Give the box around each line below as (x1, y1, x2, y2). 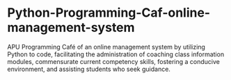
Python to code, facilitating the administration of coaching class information (7, 50, 225, 58)
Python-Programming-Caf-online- (7, 5, 211, 21)
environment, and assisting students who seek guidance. (7, 65, 170, 73)
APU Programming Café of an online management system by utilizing (7, 42, 205, 51)
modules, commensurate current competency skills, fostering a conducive (7, 57, 221, 65)
